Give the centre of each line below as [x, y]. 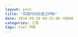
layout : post [18, 9]
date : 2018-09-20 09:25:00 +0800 [39, 18]
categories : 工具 [22, 23]
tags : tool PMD [21, 27]
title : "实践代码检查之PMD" [31, 14]
